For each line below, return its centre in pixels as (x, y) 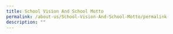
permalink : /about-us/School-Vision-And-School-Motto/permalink (86, 17)
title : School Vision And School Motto (55, 11)
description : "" (26, 22)
